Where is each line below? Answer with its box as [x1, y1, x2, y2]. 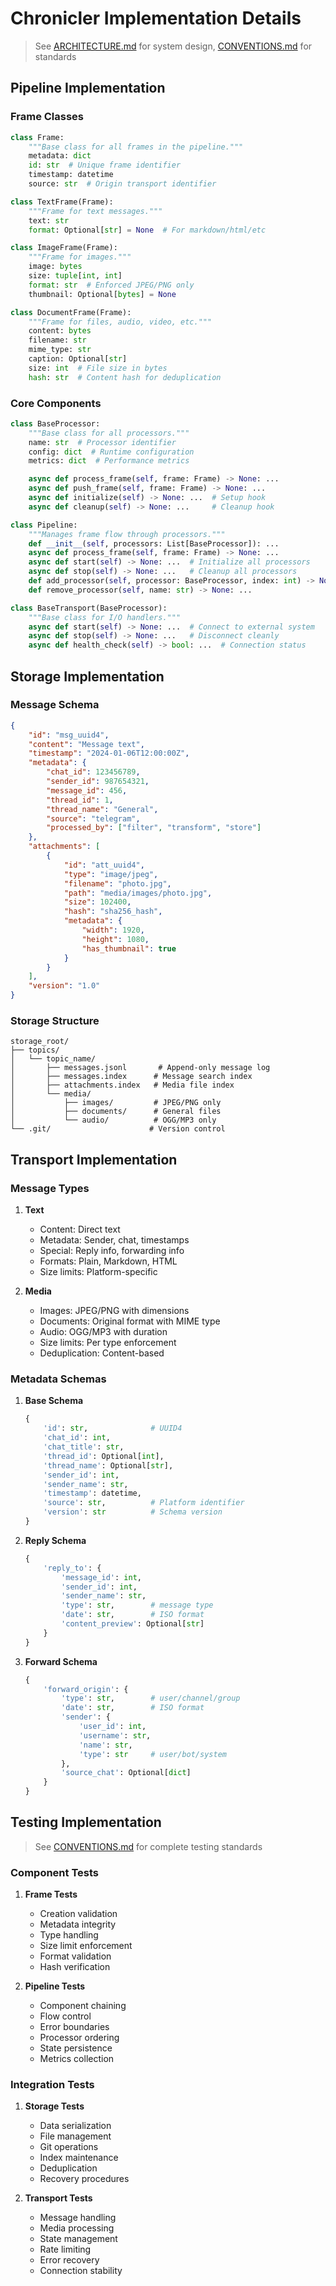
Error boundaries [39, 2021, 110, 2033]
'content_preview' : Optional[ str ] [61, 1619, 205, 1629]
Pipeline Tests [24, 1980, 86, 1992]
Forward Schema [24, 1655, 98, 1667]
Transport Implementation [10, 1151, 178, 1168]
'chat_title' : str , [43, 1442, 125, 1452]
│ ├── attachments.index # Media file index [10, 1080, 235, 1091]
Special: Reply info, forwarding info [39, 1245, 185, 1257]
